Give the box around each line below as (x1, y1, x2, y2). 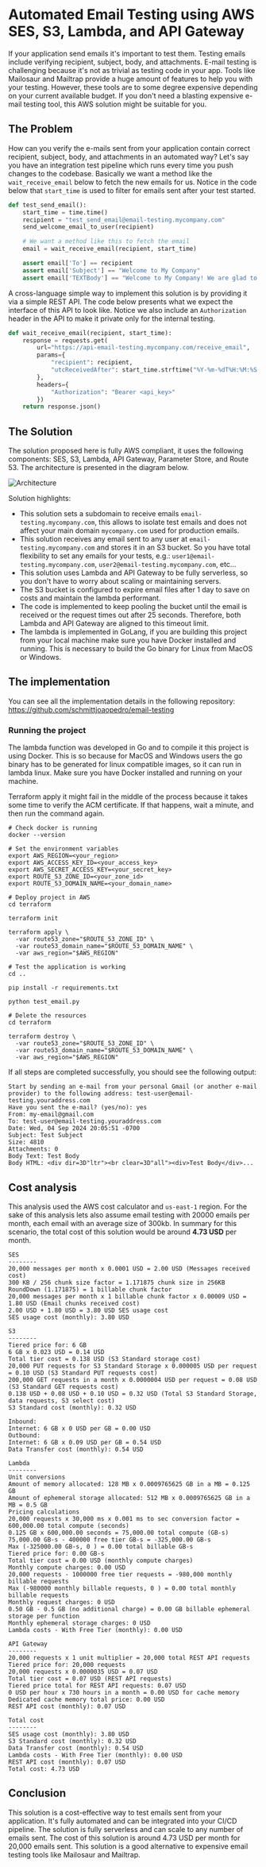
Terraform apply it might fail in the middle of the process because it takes (8, 792, 249, 801)
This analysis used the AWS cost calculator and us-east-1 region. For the (8, 1202, 248, 1211)
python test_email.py (8, 998, 80, 1006)
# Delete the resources (8, 1012, 87, 1020)
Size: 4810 (8, 1138, 44, 1147)
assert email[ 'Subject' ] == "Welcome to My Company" (22, 266, 201, 275)
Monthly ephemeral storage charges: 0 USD (8, 1618, 151, 1627)
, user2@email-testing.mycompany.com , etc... (94, 560, 237, 569)
